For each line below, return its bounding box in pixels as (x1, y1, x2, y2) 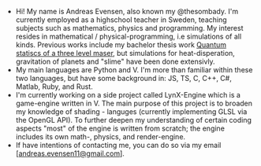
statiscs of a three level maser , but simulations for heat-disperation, (15, 49, 235, 57)
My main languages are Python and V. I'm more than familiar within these (15, 65, 253, 74)
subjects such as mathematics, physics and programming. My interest (15, 24, 244, 32)
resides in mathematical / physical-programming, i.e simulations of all (15, 31, 242, 41)
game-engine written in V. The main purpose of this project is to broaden (15, 98, 253, 108)
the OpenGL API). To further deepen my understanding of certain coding (15, 116, 252, 124)
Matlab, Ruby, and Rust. (15, 82, 93, 91)
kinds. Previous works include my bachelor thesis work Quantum (15, 40, 227, 50)
